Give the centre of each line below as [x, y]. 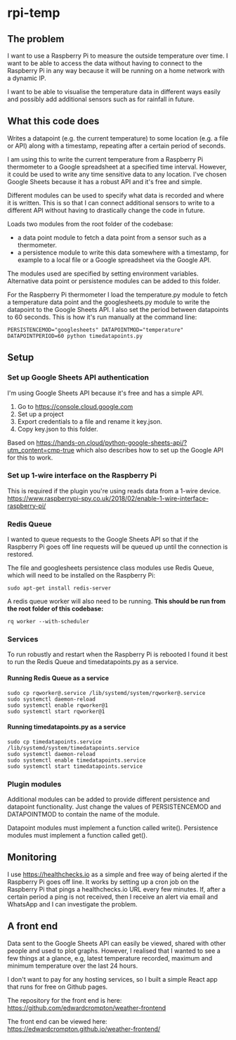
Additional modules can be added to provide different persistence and [109, 800]
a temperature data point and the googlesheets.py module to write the [109, 302]
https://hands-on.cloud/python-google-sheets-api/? [112, 442]
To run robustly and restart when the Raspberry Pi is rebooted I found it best [118, 654]
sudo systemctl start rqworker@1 [56, 711]
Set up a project [41, 414]
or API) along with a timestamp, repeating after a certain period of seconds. [117, 145]
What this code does [53, 121]
